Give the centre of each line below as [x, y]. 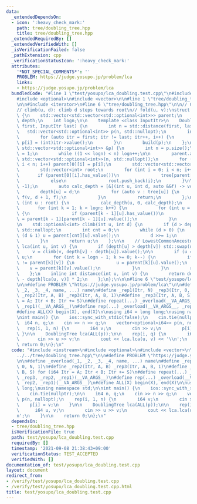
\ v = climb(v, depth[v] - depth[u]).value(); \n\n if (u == [106, 252]
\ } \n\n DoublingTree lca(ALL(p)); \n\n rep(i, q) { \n [91, 334]
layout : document [27, 471]
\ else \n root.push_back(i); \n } [101, 181]
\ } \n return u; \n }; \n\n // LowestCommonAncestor [106, 241]
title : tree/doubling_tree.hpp [55, 33]
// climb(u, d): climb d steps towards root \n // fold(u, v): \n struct [103, 110]
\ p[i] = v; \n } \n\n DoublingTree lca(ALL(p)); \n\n [93, 405]
